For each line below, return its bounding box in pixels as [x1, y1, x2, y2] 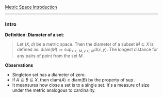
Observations [5, 62, 33, 68]
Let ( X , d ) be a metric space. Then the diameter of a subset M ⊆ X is [16, 41, 154, 47]
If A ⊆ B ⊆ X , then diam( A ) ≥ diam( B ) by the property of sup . [12, 77, 135, 83]
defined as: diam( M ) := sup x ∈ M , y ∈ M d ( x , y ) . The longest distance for [16, 46, 158, 54]
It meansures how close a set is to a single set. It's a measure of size [12, 82, 149, 88]
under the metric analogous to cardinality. [12, 87, 96, 93]
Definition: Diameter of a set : [5, 32, 65, 38]
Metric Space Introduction [5, 4, 57, 10]
